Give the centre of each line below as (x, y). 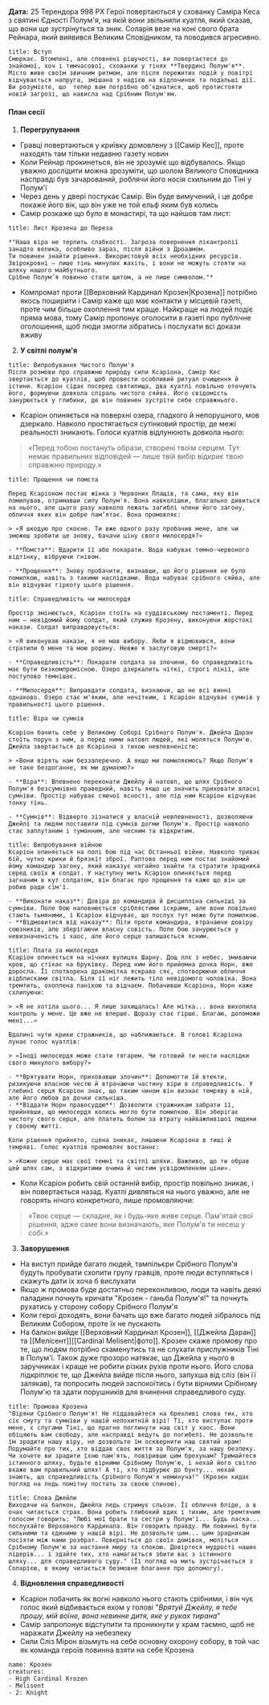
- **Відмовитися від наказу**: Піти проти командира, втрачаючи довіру (130, 923)
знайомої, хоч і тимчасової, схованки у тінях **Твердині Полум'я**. (127, 66)
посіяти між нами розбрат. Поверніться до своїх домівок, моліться (124, 1540)
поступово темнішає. (43, 677)
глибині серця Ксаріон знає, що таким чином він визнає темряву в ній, (130, 1091)
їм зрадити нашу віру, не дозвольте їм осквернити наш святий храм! (125, 1442)
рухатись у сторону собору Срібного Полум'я (99, 1307)
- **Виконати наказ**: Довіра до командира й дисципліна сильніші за (127, 901)
